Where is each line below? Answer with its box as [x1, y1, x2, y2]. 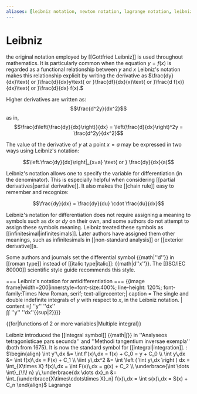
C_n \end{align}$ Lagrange [6, 381, 72, 388]
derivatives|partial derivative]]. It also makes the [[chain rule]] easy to [6, 182, 174, 189]
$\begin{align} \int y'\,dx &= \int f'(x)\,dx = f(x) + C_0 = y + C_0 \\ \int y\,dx [6, 350, 186, 357]
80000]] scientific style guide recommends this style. [6, 266, 136, 273]
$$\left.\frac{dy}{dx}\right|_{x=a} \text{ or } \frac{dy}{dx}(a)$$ [22, 158, 175, 165]
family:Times [6, 290, 37, 297]
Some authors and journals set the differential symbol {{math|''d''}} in [6, 253, 175, 261]
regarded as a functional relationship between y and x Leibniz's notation [6, 66, 181, 73]
